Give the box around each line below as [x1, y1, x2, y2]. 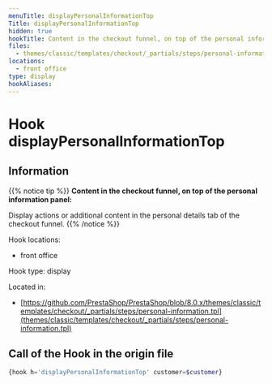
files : [8, 42, 31, 50]
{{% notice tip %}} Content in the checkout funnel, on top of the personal [8, 186, 257, 196]
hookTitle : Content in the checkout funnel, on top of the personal [8, 34, 244, 43]
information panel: [8, 194, 73, 204]
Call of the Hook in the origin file [8, 347, 174, 360]
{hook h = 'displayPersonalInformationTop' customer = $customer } [8, 369, 223, 377]
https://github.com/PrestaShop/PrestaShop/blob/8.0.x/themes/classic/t [23, 297, 261, 307]
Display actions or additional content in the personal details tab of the [8, 210, 240, 220]
